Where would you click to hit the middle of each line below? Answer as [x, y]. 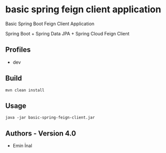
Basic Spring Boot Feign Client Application [50, 24]
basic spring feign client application [83, 9]
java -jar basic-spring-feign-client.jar [50, 118]
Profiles [18, 50]
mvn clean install [25, 90]
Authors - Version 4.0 [41, 133]
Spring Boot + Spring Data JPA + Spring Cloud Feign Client [67, 33]
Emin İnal [22, 146]
